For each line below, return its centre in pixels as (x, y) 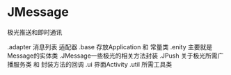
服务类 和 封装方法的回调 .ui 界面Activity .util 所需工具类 (93, 64)
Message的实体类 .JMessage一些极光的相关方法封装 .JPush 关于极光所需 (112, 56)
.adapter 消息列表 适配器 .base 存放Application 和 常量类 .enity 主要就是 (110, 47)
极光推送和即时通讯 (35, 32)
